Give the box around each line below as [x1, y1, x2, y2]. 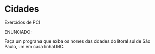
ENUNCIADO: [4, 29, 32, 35]
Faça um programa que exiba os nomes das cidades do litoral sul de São [4, 38, 151, 44]
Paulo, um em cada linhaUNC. [4, 43, 65, 49]
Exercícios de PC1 [4, 19, 40, 25]
